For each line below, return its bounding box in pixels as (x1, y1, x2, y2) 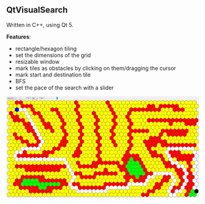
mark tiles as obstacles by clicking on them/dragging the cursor (15, 64, 176, 72)
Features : (6, 33, 31, 40)
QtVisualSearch (6, 5, 69, 15)
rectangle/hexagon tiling (15, 45, 77, 52)
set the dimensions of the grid (15, 51, 91, 59)
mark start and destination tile (15, 70, 91, 78)
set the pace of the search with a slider (15, 84, 114, 91)
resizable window (15, 58, 60, 65)
